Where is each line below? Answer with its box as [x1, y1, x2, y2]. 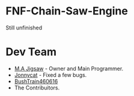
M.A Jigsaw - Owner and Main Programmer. [14, 65, 124, 72]
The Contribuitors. [14, 84, 60, 91]
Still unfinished [5, 24, 43, 31]
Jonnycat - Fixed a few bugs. [14, 71, 87, 79]
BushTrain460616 [14, 77, 58, 85]
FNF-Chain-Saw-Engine [5, 4, 129, 18]
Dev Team [5, 45, 57, 59]
